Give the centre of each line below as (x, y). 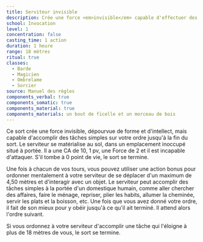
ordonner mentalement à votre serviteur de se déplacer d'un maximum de (99, 176)
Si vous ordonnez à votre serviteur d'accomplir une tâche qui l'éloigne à (97, 226)
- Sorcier (24, 86)
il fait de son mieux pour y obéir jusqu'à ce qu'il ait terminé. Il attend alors (98, 208)
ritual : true (23, 57)
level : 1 (17, 29)
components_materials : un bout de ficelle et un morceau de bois (91, 114)
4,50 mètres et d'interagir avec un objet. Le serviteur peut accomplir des (98, 182)
